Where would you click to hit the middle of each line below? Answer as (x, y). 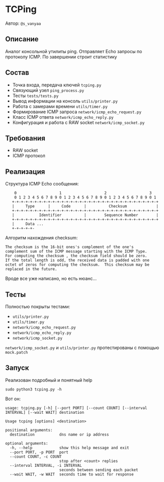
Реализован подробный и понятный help (49, 380)
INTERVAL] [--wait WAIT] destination (45, 412)
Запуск (17, 368)
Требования (25, 138)
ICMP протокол (29, 156)
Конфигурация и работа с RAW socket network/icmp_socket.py (78, 122)
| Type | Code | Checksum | (85, 206)
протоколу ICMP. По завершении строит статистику (61, 57)
